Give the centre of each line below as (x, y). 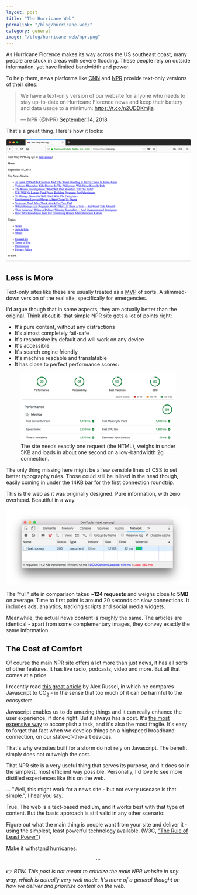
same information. (28, 630)
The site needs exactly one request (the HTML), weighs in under (98, 446)
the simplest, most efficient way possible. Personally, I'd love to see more (94, 772)
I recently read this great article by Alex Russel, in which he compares (90, 687)
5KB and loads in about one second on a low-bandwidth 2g (92, 452)
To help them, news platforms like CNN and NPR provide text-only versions (96, 78)
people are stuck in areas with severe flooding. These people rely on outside (98, 61)
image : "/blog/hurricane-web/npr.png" (53, 37)
